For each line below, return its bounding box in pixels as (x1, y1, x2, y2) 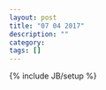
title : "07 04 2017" (9, 21, 86, 30)
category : (9, 37, 46, 47)
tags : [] (9, 46, 42, 55)
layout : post (9, 12, 57, 22)
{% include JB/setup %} (9, 70, 97, 81)
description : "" (9, 29, 69, 38)
